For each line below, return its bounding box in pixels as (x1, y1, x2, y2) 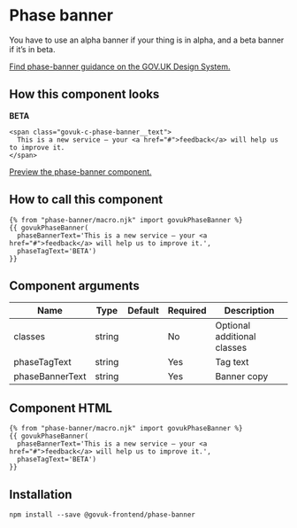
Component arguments (9, 278, 140, 293)
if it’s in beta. (9, 43, 56, 54)
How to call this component (9, 192, 164, 207)
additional (215, 330, 256, 343)
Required (167, 305, 207, 317)
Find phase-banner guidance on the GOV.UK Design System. (9, 61, 232, 72)
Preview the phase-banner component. (9, 166, 152, 177)
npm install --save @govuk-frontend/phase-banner (9, 510, 196, 519)
